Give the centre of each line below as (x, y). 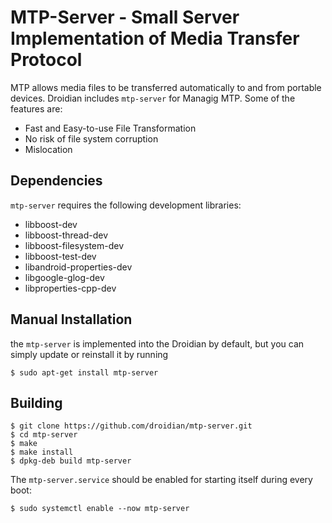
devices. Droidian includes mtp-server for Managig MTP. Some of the (153, 98)
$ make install (42, 452)
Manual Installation (71, 319)
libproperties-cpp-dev (70, 288)
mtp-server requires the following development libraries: (126, 205)
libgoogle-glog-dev (64, 277)
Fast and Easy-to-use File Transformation (110, 128)
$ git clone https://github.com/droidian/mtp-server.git (131, 426)
